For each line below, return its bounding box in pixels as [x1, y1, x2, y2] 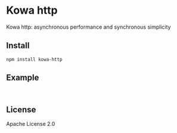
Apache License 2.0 [6, 120, 55, 128]
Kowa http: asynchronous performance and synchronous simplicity [6, 23, 171, 30]
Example [6, 73, 39, 83]
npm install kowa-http [6, 56, 63, 63]
